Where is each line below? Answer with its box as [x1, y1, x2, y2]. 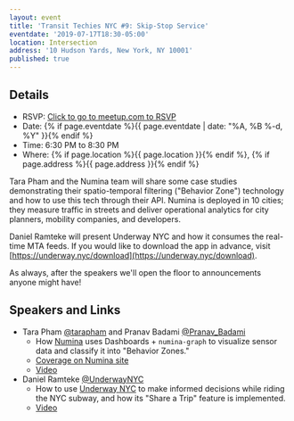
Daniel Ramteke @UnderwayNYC [21, 374, 144, 384]
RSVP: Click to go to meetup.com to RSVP [21, 111, 176, 121]
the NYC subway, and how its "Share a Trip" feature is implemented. [35, 392, 287, 403]
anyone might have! [9, 277, 82, 287]
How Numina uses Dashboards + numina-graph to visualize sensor [35, 335, 278, 346]
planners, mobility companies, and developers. [9, 213, 181, 224]
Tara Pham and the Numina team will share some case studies [9, 176, 238, 186]
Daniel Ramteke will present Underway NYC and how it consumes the [9, 231, 265, 242]
